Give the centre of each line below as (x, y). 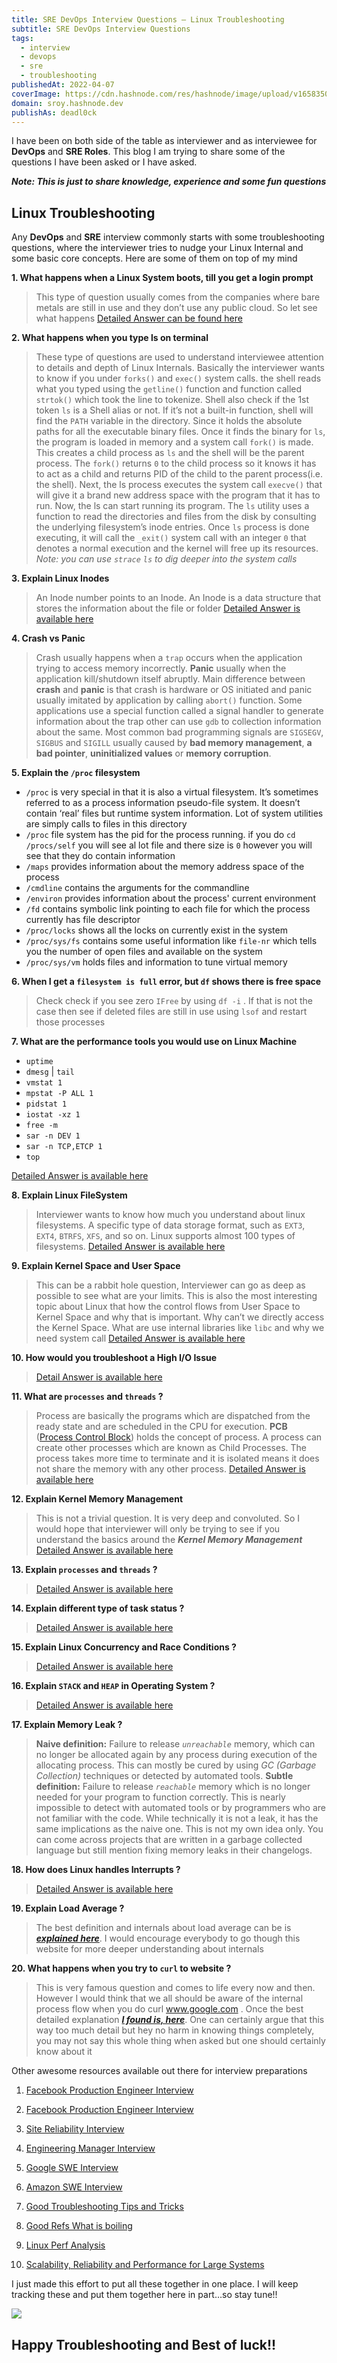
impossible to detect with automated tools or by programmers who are (180, 1808)
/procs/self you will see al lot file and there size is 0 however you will (169, 845)
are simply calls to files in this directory (106, 824)
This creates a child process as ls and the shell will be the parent (170, 453)
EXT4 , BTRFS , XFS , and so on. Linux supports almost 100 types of (165, 1236)
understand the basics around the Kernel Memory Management (169, 1540)
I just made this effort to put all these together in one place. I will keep (155, 2284)
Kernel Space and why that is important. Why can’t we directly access (180, 1317)
